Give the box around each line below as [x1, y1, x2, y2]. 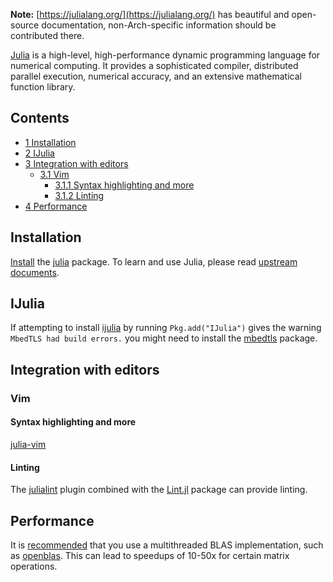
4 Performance [24, 200, 88, 212]
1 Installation [24, 136, 77, 148]
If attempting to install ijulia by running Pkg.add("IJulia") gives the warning [10, 322, 322, 334]
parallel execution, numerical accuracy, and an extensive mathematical [10, 70, 302, 82]
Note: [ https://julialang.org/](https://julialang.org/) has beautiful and [10, 9, 290, 20]
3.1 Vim [39, 168, 70, 180]
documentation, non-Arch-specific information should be [41, 19, 277, 31]
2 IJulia [24, 147, 55, 159]
